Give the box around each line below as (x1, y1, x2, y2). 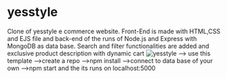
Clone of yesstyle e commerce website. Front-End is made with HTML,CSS (7, 27, 221, 35)
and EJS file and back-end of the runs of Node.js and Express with (7, 34, 197, 42)
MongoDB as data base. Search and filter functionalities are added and (7, 42, 210, 50)
